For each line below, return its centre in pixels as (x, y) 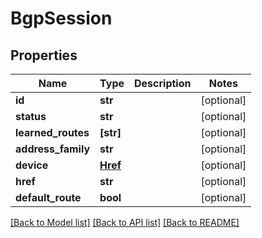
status (31, 116)
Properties (44, 55)
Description (163, 83)
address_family (53, 149)
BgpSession (61, 18)
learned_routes (52, 132)
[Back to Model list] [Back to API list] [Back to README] (125, 222)
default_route (48, 197)
